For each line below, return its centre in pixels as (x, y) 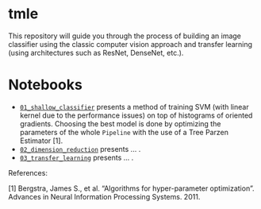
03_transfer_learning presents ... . (77, 157)
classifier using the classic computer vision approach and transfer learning (130, 44)
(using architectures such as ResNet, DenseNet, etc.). (96, 52)
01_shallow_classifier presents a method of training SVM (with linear (134, 106)
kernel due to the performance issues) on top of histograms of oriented (136, 115)
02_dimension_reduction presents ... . (80, 149)
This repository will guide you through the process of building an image (125, 36)
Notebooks (46, 85)
